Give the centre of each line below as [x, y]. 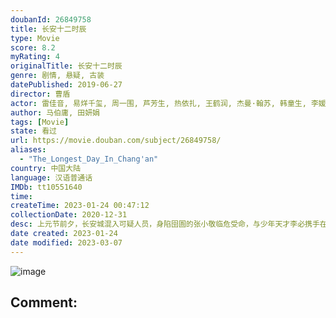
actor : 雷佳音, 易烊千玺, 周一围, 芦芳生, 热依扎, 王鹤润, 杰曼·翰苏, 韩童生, [158, 103]
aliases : [28, 150]
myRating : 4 [35, 57]
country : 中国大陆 [46, 168]
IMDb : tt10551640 [46, 187]
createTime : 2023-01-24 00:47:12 [80, 206]
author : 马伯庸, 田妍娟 [55, 112]
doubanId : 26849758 [51, 19]
